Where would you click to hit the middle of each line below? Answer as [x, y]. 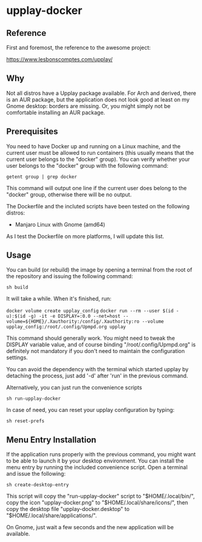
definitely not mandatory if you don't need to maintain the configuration [96, 351]
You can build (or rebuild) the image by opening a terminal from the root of [99, 270]
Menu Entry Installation [51, 440]
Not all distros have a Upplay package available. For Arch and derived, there [101, 93]
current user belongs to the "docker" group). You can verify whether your [98, 159]
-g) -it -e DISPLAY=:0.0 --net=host [74, 317]
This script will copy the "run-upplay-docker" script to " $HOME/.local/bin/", [101, 496]
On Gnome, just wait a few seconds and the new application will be [90, 527]
